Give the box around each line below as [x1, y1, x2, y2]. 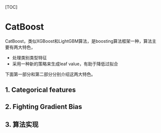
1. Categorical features [5, 86, 76, 94]
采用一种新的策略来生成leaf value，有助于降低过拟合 [12, 61, 118, 67]
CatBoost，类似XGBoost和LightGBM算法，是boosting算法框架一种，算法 [5, 38, 152, 44]
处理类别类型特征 [12, 54, 47, 60]
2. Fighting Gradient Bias [5, 103, 82, 111]
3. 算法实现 [5, 120, 39, 129]
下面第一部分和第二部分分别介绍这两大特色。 [5, 71, 96, 77]
